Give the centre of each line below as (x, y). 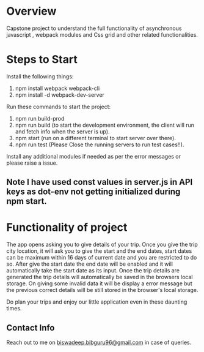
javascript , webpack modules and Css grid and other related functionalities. (102, 34)
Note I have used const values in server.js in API (100, 182)
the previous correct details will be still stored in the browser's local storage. (102, 290)
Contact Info (31, 328)
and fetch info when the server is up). (62, 131)
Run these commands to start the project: (59, 107)
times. (14, 309)
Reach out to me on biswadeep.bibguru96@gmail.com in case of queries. (99, 343)
